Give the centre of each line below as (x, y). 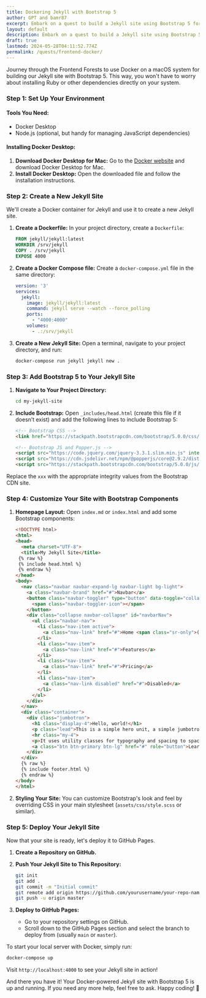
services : (28, 291)
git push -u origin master (50, 898)
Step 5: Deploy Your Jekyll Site (53, 827)
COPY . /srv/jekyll (40, 251)
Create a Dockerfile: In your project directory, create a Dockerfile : (99, 228)
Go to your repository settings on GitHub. (76, 922)
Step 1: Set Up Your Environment (55, 98)
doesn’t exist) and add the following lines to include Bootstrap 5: (96, 419)
